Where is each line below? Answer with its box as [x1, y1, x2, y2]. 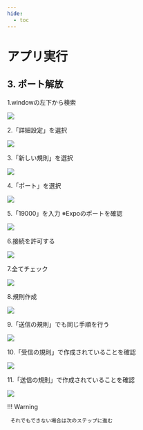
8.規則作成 [7, 292, 37, 300]
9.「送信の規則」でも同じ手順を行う [7, 320, 110, 328]
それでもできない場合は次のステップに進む [10, 417, 113, 424]
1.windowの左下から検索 [7, 98, 77, 106]
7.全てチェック [7, 264, 48, 273]
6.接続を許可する [7, 237, 55, 245]
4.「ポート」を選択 [7, 181, 61, 189]
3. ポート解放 [7, 78, 64, 90]
